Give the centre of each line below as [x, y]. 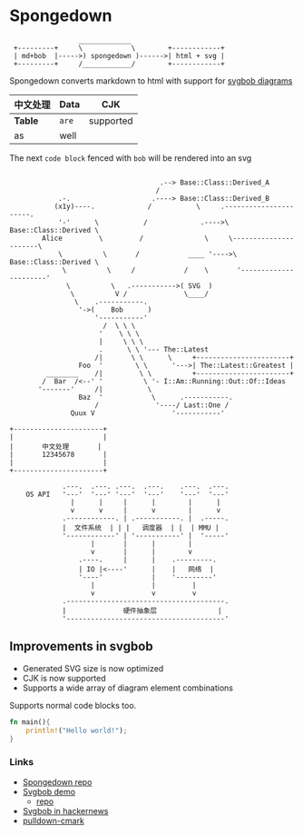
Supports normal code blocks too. [73, 705]
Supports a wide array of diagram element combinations [128, 688]
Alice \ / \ [125, 238]
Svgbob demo [49, 791]
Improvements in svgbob [81, 646]
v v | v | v [146, 510]
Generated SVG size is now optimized [93, 668]
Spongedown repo [57, 781]
